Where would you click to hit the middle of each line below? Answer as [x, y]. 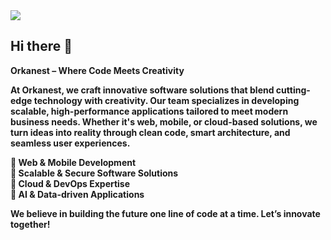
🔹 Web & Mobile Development [73, 162]
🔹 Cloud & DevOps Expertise [70, 183]
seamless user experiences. [70, 143]
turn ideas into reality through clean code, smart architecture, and [150, 132]
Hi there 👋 [41, 46]
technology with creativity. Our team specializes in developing [166, 100]
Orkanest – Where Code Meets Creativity [97, 70]
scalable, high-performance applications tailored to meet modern [149, 111]
